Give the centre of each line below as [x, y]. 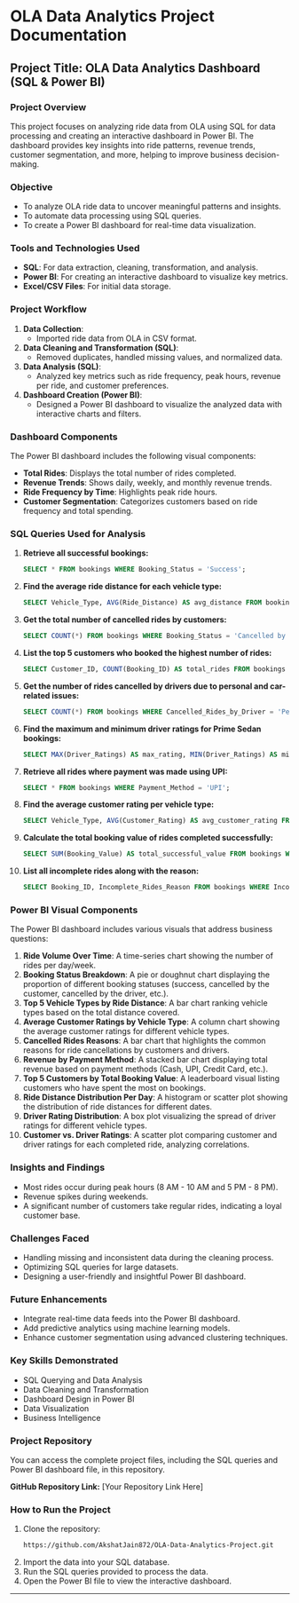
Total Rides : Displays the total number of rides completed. [130, 473]
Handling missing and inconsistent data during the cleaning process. [148, 1257]
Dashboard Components [64, 437]
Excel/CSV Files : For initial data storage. [97, 287]
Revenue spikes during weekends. [86, 1196]
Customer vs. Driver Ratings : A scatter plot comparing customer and [150, 1135]
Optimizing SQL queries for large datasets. [101, 1267]
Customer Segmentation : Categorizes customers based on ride [140, 501]
